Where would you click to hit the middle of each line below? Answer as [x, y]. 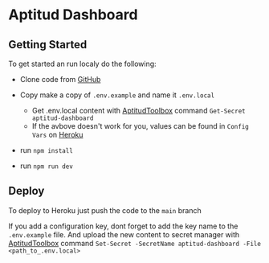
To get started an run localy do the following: [82, 64]
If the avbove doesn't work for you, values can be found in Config [140, 126]
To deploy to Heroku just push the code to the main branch [105, 210]
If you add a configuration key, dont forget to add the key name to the [123, 226]
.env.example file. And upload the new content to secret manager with [124, 234]
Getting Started [48, 45]
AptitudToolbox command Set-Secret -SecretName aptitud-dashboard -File [134, 243]
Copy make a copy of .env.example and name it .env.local [117, 95]
